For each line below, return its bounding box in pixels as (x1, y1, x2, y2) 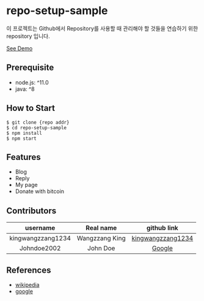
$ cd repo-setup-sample (6, 124, 67, 131)
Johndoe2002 (19, 244, 61, 253)
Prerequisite (6, 63, 54, 73)
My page (15, 181, 38, 189)
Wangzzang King (76, 234, 126, 243)
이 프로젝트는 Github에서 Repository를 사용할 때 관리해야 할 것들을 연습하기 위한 (6, 25, 199, 32)
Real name (85, 224, 117, 232)
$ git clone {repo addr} (6, 119, 70, 126)
